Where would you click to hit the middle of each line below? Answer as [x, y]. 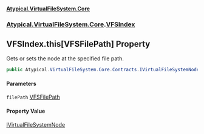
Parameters [21, 83]
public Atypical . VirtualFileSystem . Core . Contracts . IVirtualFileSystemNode [103, 70]
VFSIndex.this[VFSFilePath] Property [78, 44]
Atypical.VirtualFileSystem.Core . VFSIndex [71, 24]
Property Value [26, 111]
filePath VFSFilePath [33, 97]
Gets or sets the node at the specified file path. [65, 58]
